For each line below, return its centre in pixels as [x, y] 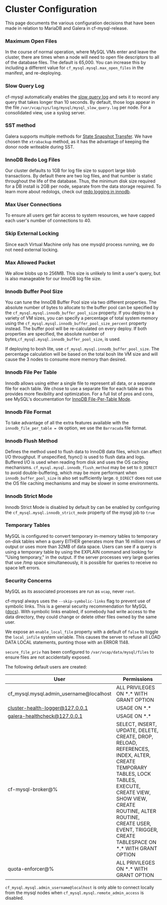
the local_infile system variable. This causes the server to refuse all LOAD [83, 637]
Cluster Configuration [51, 9]
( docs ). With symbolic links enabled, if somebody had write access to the [80, 612]
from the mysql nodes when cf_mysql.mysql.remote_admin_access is [75, 893]
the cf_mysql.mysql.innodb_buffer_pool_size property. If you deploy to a [80, 313]
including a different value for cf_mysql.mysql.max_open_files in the [75, 68]
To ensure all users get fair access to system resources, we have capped [80, 215]
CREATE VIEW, [133, 793]
